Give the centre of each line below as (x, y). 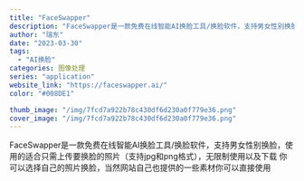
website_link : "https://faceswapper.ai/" (89, 85)
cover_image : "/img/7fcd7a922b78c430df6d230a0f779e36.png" (123, 119)
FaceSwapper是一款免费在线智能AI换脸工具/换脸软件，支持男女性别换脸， (147, 145)
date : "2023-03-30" (46, 43)
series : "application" (52, 77)
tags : (19, 52)
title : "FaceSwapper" (50, 18)
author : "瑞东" (37, 34)
